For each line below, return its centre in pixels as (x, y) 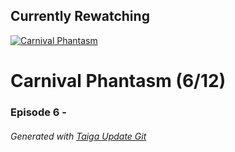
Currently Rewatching (80, 16)
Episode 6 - (38, 112)
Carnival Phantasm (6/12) (118, 81)
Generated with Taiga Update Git (78, 136)
